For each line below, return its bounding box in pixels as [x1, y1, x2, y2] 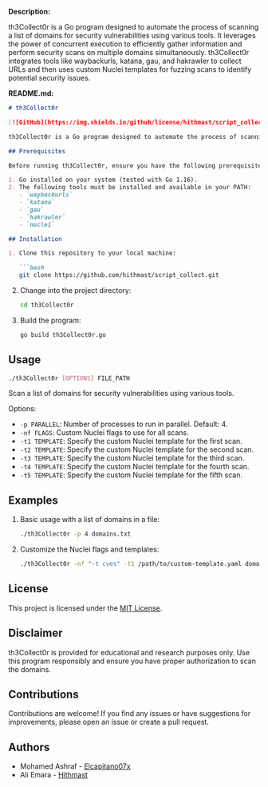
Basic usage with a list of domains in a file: [19, 515, 160, 524]
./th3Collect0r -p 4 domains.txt [19, 530, 132, 538]
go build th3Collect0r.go [19, 330, 106, 338]
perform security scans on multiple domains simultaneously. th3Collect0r [8, 48, 250, 57]
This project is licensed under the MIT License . [8, 603, 163, 613]
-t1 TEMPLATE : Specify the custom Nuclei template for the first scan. [19, 437, 243, 446]
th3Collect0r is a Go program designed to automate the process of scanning [8, 22, 259, 31]
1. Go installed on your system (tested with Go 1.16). [8, 176, 198, 184]
